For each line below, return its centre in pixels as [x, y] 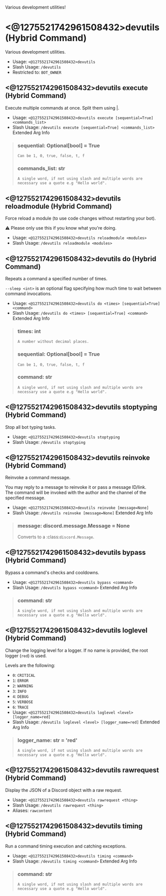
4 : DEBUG [20, 696]
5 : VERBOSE [23, 701]
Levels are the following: [30, 665]
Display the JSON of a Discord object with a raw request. [64, 790]
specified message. [25, 498]
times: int [29, 331]
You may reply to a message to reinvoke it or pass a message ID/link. [76, 487]
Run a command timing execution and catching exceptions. [66, 846]
